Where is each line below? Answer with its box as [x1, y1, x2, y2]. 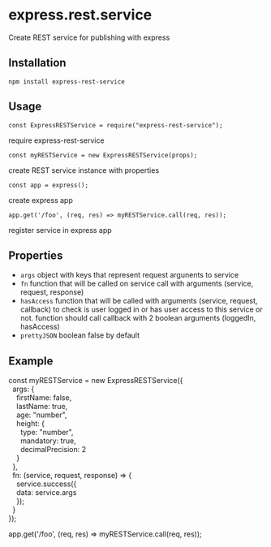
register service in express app [8, 225, 112, 235]
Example [8, 354, 54, 368]
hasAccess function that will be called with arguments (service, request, [19, 296, 258, 306]
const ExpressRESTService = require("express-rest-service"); [8, 121, 223, 129]
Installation [8, 56, 67, 70]
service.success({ [15, 479, 77, 489]
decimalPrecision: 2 [19, 445, 87, 454]
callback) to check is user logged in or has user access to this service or [19, 304, 263, 314]
